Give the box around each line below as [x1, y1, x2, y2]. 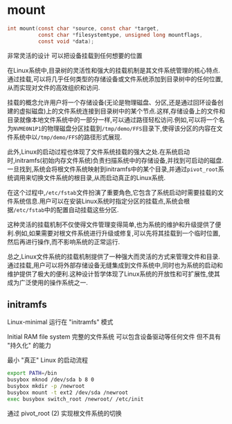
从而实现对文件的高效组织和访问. [7, 83, 100, 91]
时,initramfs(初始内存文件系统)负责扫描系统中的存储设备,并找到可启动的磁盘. [7, 156, 224, 164]
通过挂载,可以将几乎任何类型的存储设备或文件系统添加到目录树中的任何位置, [7, 75, 224, 83]
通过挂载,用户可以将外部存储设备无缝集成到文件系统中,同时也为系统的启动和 [7, 260, 224, 269]
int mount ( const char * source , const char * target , [7, 25, 159, 32]
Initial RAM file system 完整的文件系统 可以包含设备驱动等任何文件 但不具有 [7, 333, 222, 341]
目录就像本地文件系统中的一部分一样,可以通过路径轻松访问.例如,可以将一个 [7, 115, 220, 123]
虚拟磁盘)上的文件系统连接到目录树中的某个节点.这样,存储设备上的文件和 [19, 107, 226, 115]
